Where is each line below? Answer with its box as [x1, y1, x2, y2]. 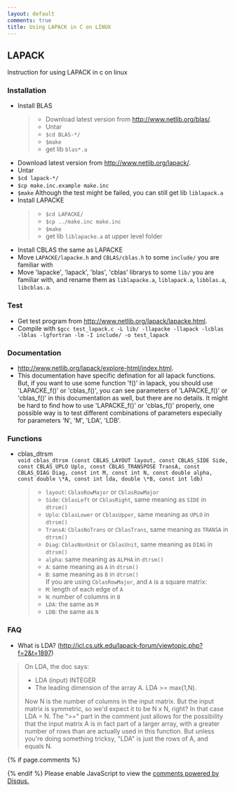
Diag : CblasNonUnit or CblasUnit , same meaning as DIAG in [45, 540, 213, 549]
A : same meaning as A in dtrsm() [45, 563, 139, 571]
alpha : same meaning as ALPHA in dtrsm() [45, 555, 164, 563]
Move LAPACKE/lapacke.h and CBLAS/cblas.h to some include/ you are [17, 253, 220, 262]
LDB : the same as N [45, 608, 99, 616]
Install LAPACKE [17, 196, 65, 205]
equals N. [24, 741, 53, 750]
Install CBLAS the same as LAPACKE [17, 245, 123, 254]
